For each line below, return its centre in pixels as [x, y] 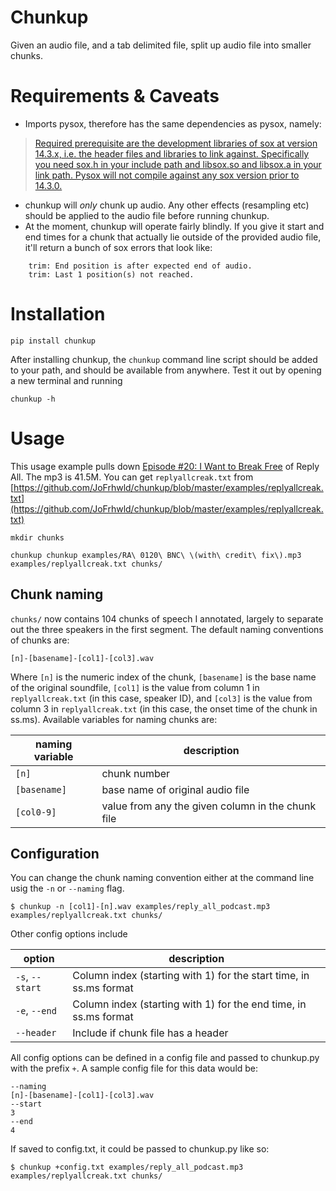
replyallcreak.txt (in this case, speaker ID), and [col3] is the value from [161, 698]
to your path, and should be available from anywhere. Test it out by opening [166, 370]
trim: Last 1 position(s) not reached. [111, 274]
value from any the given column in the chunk [209, 806]
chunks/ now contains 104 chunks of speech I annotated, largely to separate [167, 618]
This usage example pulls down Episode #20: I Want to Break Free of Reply [165, 466]
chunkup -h [33, 399]
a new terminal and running [66, 380]
